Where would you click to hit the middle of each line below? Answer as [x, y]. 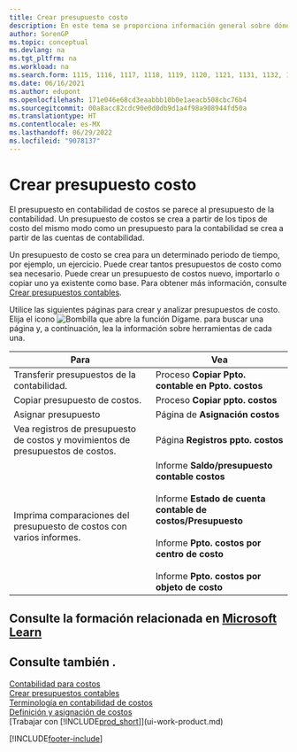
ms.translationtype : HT [53, 116]
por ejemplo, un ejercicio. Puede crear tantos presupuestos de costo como [145, 264]
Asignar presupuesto [57, 415]
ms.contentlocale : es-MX [55, 125]
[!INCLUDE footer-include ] [56, 738]
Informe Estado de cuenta [210, 499]
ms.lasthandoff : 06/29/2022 [61, 133]
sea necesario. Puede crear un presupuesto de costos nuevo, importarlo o [145, 273]
